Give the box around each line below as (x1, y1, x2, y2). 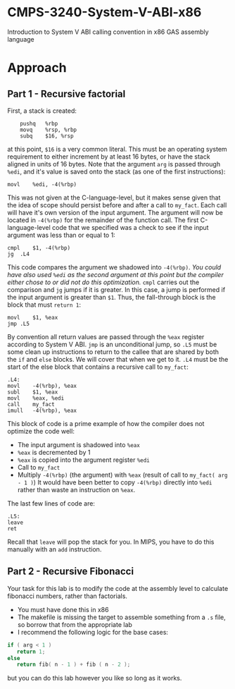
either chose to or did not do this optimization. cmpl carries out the (7, 278, 200, 286)
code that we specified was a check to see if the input (51, 223, 209, 231)
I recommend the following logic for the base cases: (17, 628, 169, 636)
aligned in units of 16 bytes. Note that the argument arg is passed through (7, 159, 220, 168)
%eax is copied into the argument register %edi (17, 456, 150, 464)
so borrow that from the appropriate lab (17, 620, 132, 628)
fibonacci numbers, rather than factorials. (7, 592, 128, 600)
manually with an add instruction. (7, 544, 102, 554)
